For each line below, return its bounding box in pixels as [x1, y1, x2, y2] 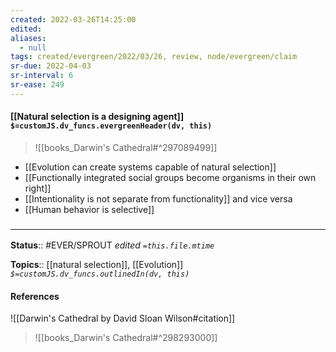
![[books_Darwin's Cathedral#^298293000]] [34, 332, 218, 344]
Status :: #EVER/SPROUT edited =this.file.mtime [10, 239, 215, 251]
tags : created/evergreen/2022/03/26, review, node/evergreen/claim [10, 52, 298, 62]
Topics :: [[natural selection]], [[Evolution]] [10, 259, 184, 271]
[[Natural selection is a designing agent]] [10, 111, 185, 123]
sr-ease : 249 [10, 80, 65, 90]
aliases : [10, 33, 47, 43]
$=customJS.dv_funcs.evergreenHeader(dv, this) [10, 121, 213, 131]
